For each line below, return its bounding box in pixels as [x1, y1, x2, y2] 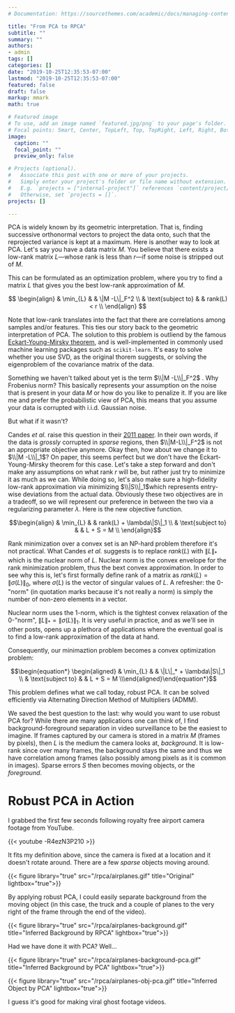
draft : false [8, 88, 46, 95]
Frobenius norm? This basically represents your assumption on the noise [8, 381, 217, 390]
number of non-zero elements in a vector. [8, 595, 128, 603]
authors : [8, 43, 33, 50]
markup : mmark [8, 94, 50, 101]
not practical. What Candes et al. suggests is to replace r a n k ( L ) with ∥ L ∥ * [8, 547, 218, 557]
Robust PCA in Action [8, 793, 135, 809]
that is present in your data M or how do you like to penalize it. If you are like [8, 389, 227, 397]
